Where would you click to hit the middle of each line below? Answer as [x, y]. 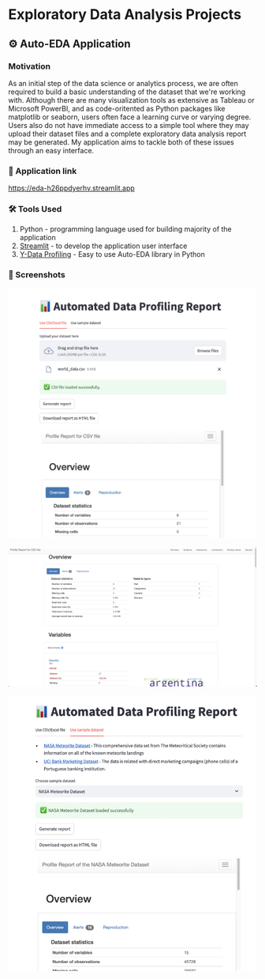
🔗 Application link [43, 171]
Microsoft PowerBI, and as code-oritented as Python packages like [117, 108]
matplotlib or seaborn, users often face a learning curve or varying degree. [130, 117]
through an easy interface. [51, 150]
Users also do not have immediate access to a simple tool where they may [129, 125]
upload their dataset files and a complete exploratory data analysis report [127, 134]
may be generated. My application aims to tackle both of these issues [121, 142]
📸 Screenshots [37, 275]
